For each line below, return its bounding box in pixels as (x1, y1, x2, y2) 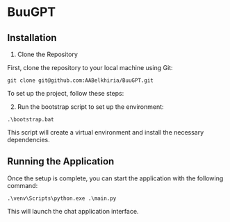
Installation (7, 32, 57, 44)
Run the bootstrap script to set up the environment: (17, 103, 165, 111)
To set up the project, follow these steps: (7, 89, 124, 97)
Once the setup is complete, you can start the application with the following (7, 174, 224, 182)
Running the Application (7, 155, 115, 167)
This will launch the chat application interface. (7, 207, 139, 215)
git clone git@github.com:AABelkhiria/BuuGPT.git (7, 77, 154, 84)
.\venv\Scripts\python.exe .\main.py (7, 195, 117, 202)
